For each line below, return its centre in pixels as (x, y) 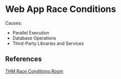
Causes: (14, 23)
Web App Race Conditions (61, 9)
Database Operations (34, 38)
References (23, 59)
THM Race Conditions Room (34, 71)
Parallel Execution (31, 32)
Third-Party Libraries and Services (48, 43)
